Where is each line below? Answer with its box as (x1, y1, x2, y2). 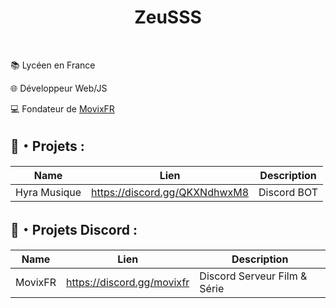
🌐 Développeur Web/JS (10, 82, 108, 94)
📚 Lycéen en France (10, 59, 96, 71)
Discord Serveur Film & (199, 269, 308, 283)
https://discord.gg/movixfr (66, 275, 190, 289)
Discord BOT (258, 185, 319, 199)
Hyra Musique (15, 185, 82, 199)
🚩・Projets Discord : (10, 222, 138, 239)
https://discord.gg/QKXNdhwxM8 (91, 185, 250, 199)
